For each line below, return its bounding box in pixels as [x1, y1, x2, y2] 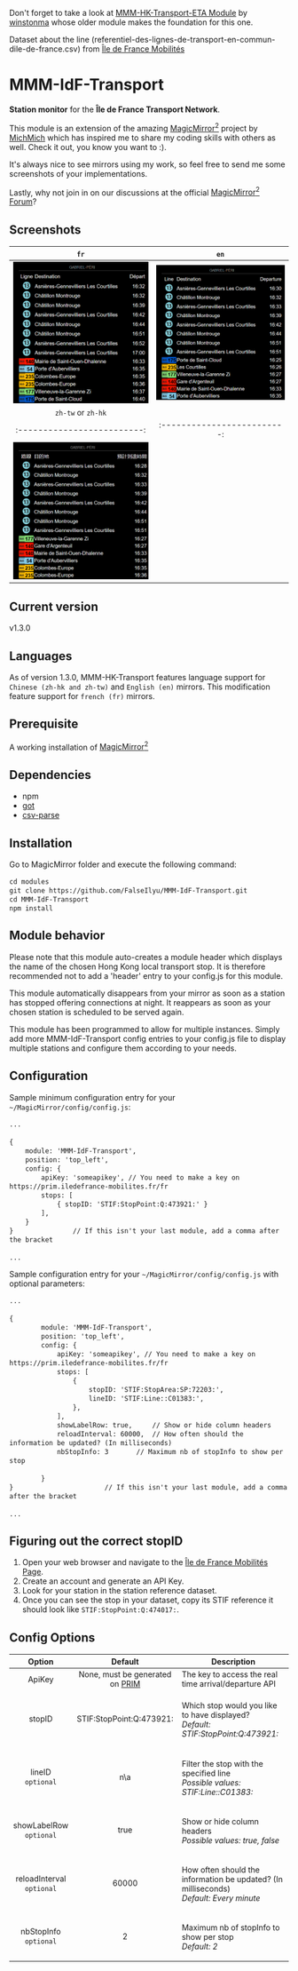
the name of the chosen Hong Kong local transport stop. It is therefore [9, 961, 266, 972]
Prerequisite [9, 717, 79, 732]
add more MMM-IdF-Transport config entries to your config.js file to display [9, 1033, 286, 1044]
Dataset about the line [9, 35, 90, 44]
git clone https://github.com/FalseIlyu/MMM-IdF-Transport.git [9, 886, 248, 895]
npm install [9, 904, 53, 913]
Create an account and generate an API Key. [21, 1576, 184, 1586]
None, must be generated [78, 1669, 172, 1680]
